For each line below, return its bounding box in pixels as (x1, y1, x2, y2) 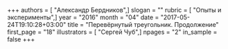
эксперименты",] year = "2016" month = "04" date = (7, 13, 159, 21)
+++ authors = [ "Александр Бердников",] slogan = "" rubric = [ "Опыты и (7, 6, 222, 14)
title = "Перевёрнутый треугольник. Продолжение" (67, 21, 220, 28)
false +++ (7, 35, 35, 43)
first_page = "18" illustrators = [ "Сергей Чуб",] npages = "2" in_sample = (7, 28, 218, 36)
